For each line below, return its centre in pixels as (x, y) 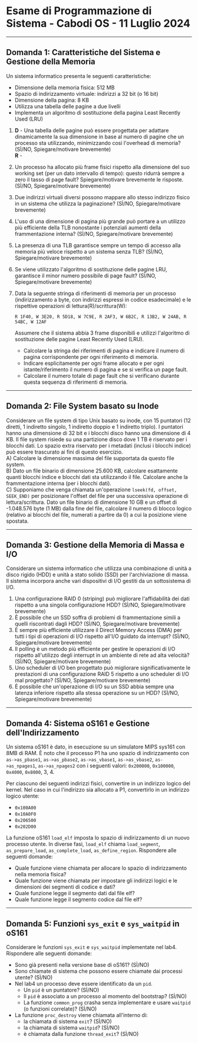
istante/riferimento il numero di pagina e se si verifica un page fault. (105, 369)
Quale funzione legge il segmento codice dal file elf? (78, 899)
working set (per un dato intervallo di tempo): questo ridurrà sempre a (99, 173)
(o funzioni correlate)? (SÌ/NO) (60, 1009)
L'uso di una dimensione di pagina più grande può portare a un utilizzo (100, 221)
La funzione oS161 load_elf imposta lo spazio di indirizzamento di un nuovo (98, 838)
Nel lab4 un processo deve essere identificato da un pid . (83, 984)
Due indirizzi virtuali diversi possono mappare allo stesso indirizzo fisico (102, 197)
